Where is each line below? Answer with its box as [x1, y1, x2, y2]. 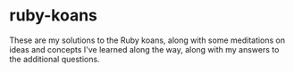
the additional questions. [9, 53, 100, 64]
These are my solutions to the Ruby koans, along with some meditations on [9, 35, 286, 45]
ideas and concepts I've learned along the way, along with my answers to [9, 44, 280, 54]
